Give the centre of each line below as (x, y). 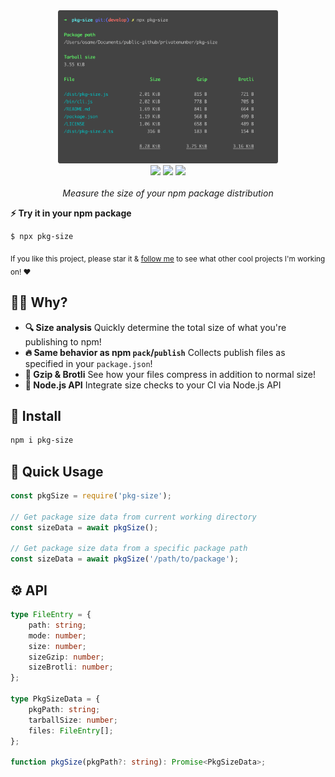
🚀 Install (36, 415)
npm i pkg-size (42, 440)
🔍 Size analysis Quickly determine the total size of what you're (155, 327)
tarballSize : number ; (73, 720)
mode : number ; (57, 635)
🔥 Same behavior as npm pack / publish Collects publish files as (155, 352)
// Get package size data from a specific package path (129, 549)
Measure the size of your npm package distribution (168, 193)
